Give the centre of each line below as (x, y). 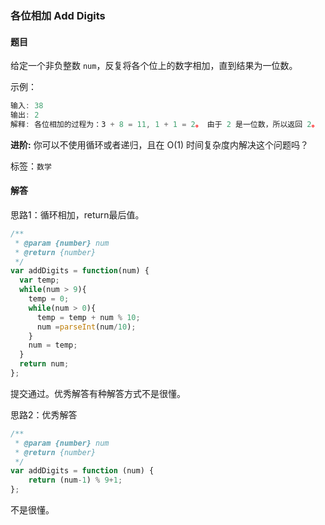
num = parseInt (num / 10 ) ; (86, 327)
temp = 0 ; (49, 299)
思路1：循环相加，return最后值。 (77, 214)
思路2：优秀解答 (44, 414)
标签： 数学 (31, 166)
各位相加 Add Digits (58, 15)
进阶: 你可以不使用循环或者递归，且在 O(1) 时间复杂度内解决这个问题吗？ (160, 144)
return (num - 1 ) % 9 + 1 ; (75, 480)
